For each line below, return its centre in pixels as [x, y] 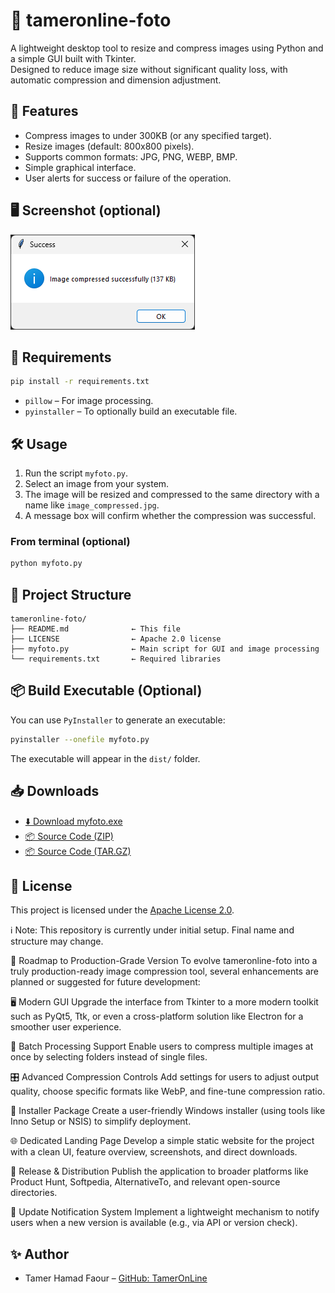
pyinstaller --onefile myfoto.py [80, 739]
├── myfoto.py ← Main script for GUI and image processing [165, 649]
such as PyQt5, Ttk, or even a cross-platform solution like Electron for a [157, 1016]
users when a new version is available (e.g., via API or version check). [154, 1223]
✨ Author [40, 1254]
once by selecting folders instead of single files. [109, 1057]
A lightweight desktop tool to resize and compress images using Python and [167, 48]
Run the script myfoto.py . [76, 473]
